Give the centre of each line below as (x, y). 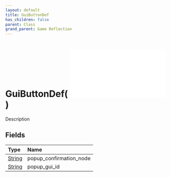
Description (17, 119)
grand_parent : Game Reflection (39, 29)
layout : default (23, 10)
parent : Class (20, 24)
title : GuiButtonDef (27, 15)
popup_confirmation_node (59, 158)
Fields (15, 135)
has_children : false (27, 19)
